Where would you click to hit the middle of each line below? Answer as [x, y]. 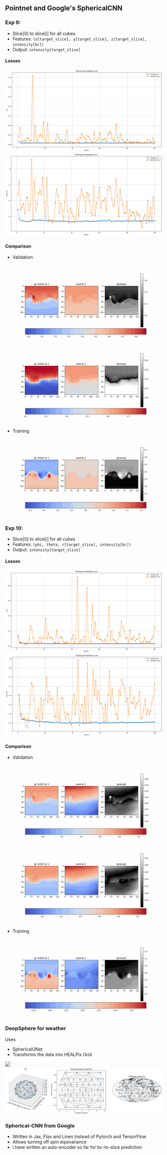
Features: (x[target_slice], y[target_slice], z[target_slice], [80, 39]
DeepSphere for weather [36, 1028]
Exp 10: [14, 528]
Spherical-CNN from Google [40, 1125]
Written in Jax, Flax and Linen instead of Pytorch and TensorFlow [79, 1136]
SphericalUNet [27, 1049]
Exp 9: [13, 23]
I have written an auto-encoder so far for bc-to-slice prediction [77, 1147]
